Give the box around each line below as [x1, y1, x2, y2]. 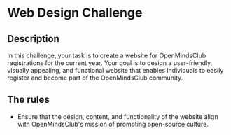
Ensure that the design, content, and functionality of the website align [17, 112, 218, 120]
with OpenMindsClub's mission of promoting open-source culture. [17, 120, 209, 128]
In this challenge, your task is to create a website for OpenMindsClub [7, 51, 206, 59]
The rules [7, 94, 50, 106]
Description [7, 33, 59, 45]
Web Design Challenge [7, 5, 143, 21]
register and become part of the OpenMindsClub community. [7, 73, 183, 82]
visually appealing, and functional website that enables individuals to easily [7, 66, 224, 74]
